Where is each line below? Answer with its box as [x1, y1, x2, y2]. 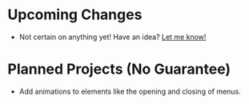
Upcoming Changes [7, 6, 143, 24]
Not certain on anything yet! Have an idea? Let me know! [18, 32, 207, 42]
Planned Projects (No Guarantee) [7, 60, 231, 78]
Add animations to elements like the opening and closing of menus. [18, 86, 241, 96]
